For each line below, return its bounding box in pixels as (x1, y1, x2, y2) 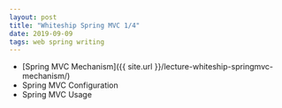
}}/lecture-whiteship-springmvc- (154, 61, 274, 72)
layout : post (9, 12, 57, 22)
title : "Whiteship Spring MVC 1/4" (9, 21, 141, 30)
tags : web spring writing (9, 37, 104, 47)
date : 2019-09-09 (9, 29, 73, 38)
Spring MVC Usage (21, 90, 93, 100)
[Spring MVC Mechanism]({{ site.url (21, 61, 153, 72)
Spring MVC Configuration (21, 80, 119, 90)
